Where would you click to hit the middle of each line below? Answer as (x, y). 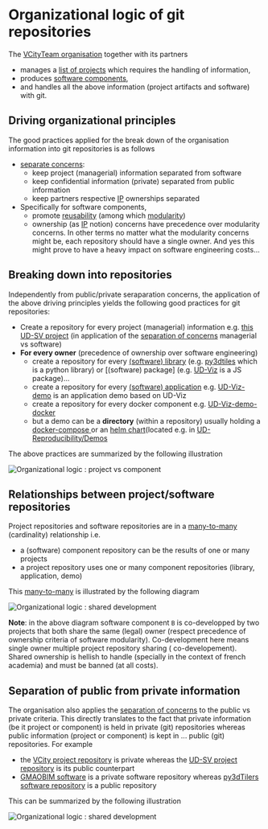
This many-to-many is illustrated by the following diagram (104, 592)
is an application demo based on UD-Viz (120, 395)
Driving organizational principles (92, 121)
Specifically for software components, (83, 207)
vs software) (41, 344)
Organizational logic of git (97, 15)
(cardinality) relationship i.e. (54, 535)
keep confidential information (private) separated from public (133, 181)
